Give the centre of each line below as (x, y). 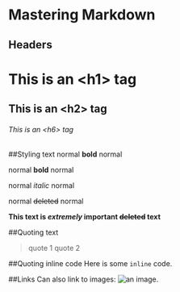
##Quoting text (33, 232)
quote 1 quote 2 (54, 248)
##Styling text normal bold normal (65, 154)
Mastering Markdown (82, 15)
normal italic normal (42, 186)
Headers (30, 45)
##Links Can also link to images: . (84, 279)
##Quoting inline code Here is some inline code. (90, 264)
